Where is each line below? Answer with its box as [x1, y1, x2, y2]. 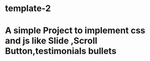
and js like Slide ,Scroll [5, 35, 98, 46]
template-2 [5, 3, 51, 14]
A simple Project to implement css [5, 25, 146, 36]
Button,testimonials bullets [5, 46, 117, 57]
